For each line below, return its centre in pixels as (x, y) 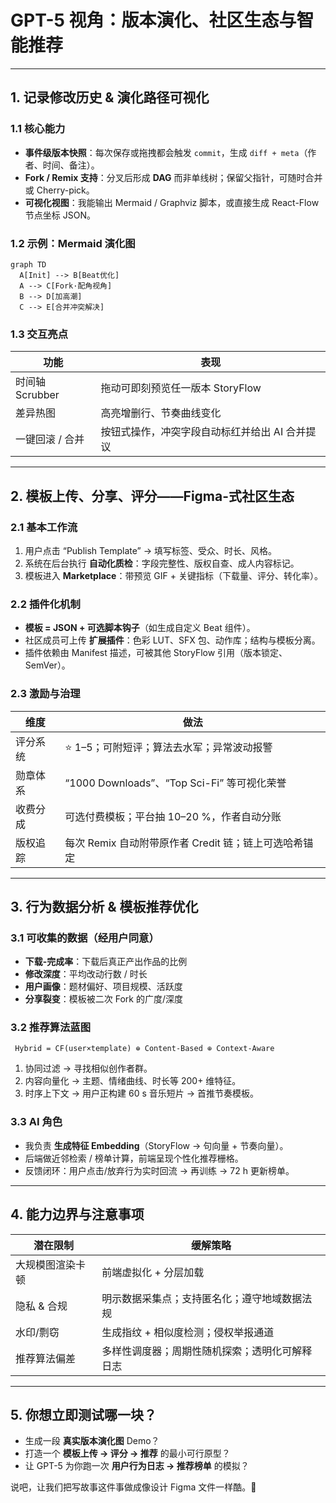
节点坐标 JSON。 (60, 215)
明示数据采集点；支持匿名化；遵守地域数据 (202, 1298)
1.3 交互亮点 (39, 334)
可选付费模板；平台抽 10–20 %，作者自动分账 (173, 816)
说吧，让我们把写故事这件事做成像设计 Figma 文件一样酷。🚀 (133, 1487)
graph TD (28, 264)
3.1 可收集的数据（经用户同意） (85, 938)
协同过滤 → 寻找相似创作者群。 (88, 1068)
